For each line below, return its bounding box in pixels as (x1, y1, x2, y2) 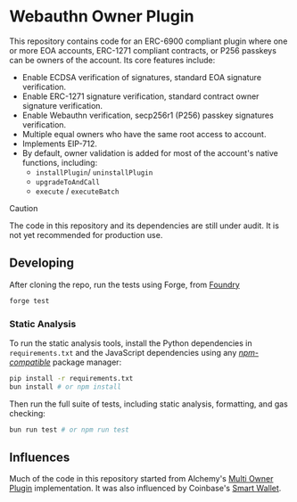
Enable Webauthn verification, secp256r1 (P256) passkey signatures (21, 110, 274, 120)
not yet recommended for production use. (9, 229, 163, 240)
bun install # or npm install (9, 382, 122, 391)
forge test (9, 296, 50, 305)
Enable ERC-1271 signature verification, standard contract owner (21, 91, 260, 102)
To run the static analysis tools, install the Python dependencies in (9, 337, 252, 349)
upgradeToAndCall (35, 177, 101, 186)
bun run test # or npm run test (9, 425, 129, 434)
